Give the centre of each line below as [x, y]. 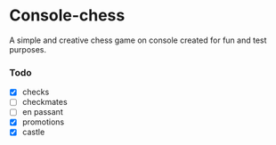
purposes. [28, 49]
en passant [43, 112]
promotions [43, 122]
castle [33, 132]
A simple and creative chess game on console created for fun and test [138, 40]
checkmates [45, 102]
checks [36, 92]
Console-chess [67, 16]
